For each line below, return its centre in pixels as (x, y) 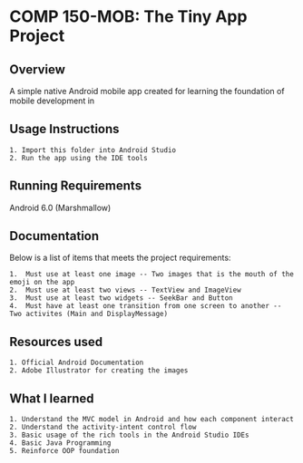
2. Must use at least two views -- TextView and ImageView (126, 290)
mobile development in (52, 101)
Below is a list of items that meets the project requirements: (120, 258)
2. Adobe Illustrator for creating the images (99, 371)
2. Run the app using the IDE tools (78, 158)
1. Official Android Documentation (77, 363)
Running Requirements (76, 186)
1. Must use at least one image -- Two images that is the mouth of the (152, 275)
